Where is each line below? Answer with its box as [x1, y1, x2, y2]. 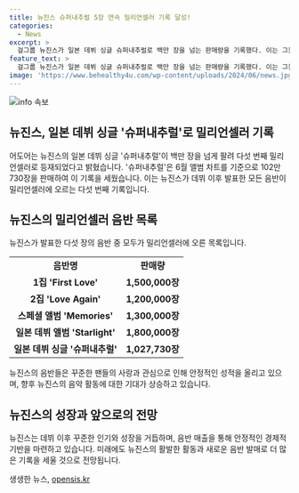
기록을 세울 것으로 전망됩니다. [18, 455, 122, 465]
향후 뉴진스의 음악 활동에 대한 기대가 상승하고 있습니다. [20, 379, 211, 390]
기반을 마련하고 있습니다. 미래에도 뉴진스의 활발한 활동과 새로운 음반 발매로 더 [9, 444, 278, 455]
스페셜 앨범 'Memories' [17, 310, 114, 322]
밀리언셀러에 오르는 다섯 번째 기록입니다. [9, 183, 149, 194]
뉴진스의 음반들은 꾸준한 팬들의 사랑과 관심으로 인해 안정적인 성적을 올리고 [9, 368, 266, 378]
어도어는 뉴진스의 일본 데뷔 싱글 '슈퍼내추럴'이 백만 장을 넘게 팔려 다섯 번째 [9, 150, 268, 161]
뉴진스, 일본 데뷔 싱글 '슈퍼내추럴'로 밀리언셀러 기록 [9, 125, 274, 141]
